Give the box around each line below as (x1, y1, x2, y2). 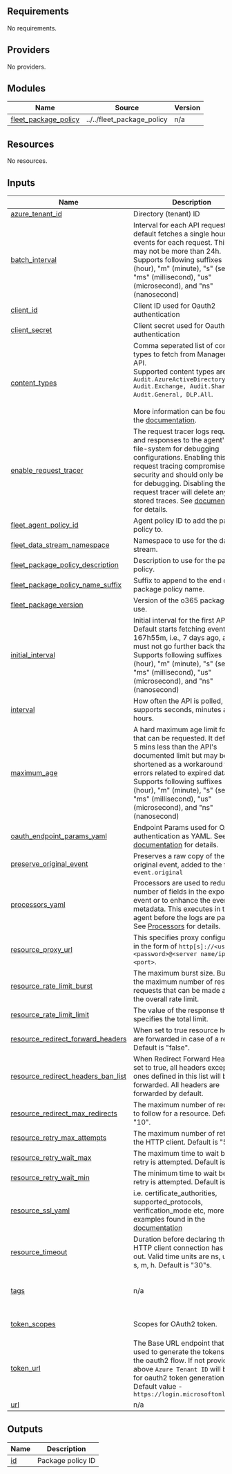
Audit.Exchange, (133, 383, 187, 390)
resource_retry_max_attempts (10, 1133, 107, 1143)
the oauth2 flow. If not (133, 1355, 205, 1365)
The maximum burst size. (133, 969, 215, 978)
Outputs (7, 1423, 43, 1435)
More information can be (133, 407, 214, 417)
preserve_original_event (10, 859, 88, 869)
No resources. (7, 157, 48, 165)
